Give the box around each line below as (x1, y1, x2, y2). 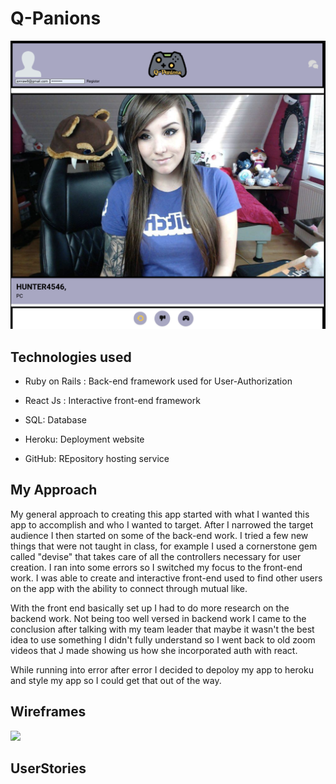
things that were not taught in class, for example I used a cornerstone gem (10, 540, 318, 552)
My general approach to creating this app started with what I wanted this (10, 508, 310, 520)
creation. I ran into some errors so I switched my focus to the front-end (10, 561, 303, 573)
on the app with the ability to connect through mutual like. (10, 582, 248, 594)
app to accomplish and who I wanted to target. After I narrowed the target (10, 518, 314, 531)
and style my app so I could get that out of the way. (10, 674, 222, 686)
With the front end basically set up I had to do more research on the (10, 602, 290, 614)
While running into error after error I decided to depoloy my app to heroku (10, 663, 314, 676)
